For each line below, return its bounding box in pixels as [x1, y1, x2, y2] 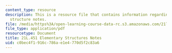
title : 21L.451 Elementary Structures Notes [5, 36, 102, 41]
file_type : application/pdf [5, 26, 66, 31]
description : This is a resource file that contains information [5, 12, 147, 17]
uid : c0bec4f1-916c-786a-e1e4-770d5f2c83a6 [5, 40, 100, 45]
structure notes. [10, 17, 47, 22]
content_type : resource [5, 7, 56, 13]
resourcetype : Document [5, 31, 56, 36]
